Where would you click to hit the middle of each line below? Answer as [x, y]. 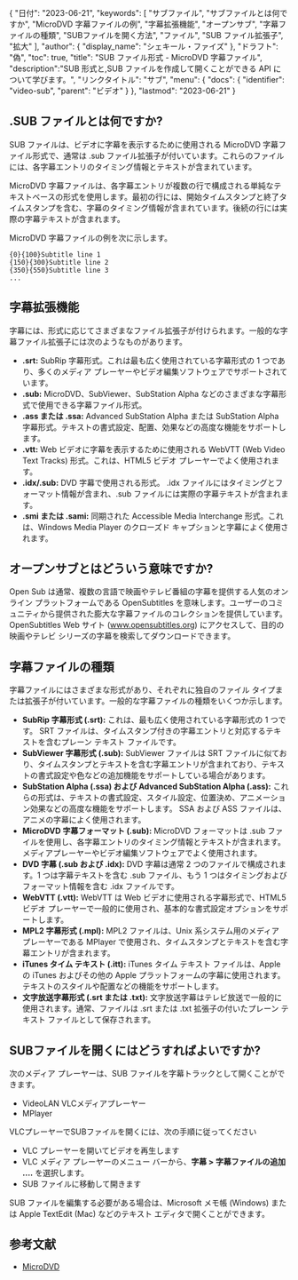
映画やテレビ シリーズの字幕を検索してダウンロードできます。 [122, 636]
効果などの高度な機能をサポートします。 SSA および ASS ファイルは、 [158, 809]
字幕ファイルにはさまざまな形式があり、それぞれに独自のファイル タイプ [142, 690]
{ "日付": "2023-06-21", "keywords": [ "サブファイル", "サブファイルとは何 [145, 13]
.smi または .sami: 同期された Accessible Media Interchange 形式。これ [153, 516]
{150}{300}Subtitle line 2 [59, 262]
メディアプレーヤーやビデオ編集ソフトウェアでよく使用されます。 [142, 853]
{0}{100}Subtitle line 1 [55, 254]
